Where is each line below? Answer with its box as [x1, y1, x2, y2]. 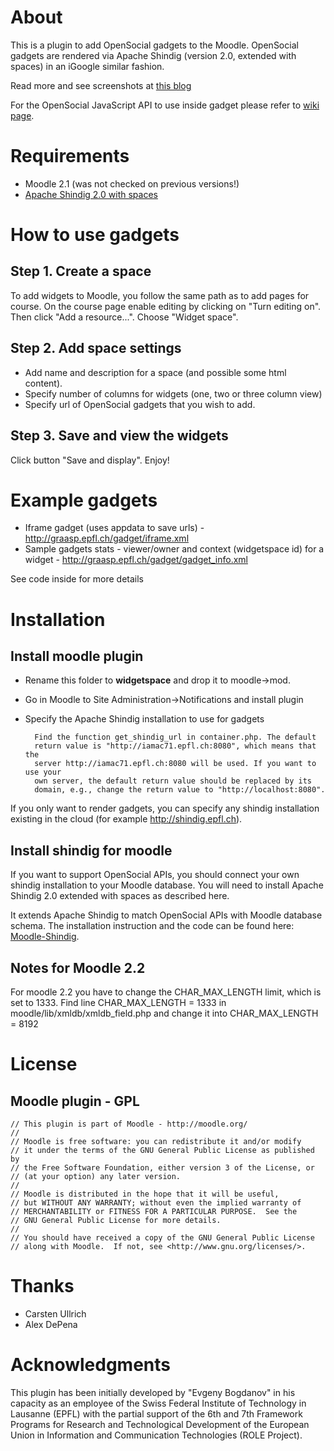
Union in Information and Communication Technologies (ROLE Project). [10, 1429, 303, 1441]
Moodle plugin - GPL [10, 1092, 140, 1110]
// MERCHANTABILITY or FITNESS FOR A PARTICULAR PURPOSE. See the [10, 1207, 298, 1217]
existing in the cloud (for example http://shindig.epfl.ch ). [10, 813, 243, 825]
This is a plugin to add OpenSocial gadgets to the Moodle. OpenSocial [10, 39, 299, 51]
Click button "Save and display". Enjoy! [10, 454, 170, 466]
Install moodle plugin [10, 648, 144, 665]
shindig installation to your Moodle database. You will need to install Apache [10, 879, 324, 891]
